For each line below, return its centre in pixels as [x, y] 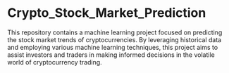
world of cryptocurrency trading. [55, 62]
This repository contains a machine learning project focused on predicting [115, 32]
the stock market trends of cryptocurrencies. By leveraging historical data [114, 39]
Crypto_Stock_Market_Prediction [107, 13]
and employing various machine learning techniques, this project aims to [113, 47]
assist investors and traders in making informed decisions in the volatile [111, 55]
